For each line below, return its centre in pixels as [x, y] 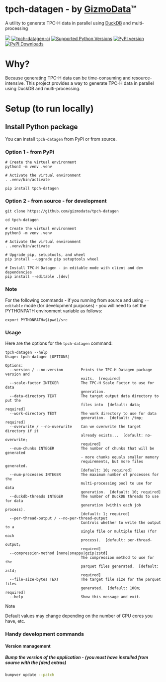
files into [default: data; [111, 405]
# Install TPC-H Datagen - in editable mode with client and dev [74, 268]
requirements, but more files [112, 462]
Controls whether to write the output [121, 523]
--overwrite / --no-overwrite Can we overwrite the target [75, 427]
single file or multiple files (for [119, 532]
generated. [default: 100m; [111, 588]
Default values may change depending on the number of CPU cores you [79, 616]
